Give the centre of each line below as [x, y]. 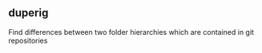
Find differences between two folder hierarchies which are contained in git [131, 32]
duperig [28, 13]
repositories [28, 40]
